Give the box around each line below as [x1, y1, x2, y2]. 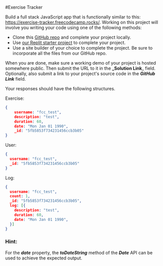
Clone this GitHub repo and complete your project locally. [12, 35, 131, 40]
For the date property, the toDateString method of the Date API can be [5, 249, 153, 255]
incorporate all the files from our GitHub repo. [12, 50, 107, 56]
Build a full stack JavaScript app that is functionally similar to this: [5, 14, 141, 20]
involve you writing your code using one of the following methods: [5, 25, 142, 31]
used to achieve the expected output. [5, 255, 83, 261]
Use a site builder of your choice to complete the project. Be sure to [12, 45, 153, 51]
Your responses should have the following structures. [5, 86, 115, 92]
